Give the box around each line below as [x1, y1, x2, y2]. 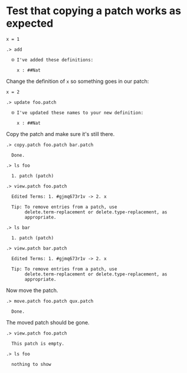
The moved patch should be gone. [6, 319, 90, 326]
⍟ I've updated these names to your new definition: [11, 109, 144, 116]
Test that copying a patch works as [6, 4, 182, 18]
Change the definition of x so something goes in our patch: [6, 77, 149, 85]
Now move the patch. [6, 287, 58, 294]
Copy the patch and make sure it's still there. [6, 130, 115, 137]
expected [6, 17, 54, 30]
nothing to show [11, 361, 51, 367]
